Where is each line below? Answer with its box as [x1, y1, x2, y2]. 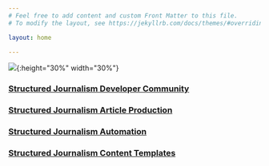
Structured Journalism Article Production [8, 105, 173, 116]
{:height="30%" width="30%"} [16, 63, 119, 73]
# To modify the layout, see [8, 19, 106, 27]
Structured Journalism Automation [8, 126, 147, 137]
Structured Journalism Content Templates [8, 148, 176, 159]
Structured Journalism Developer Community [8, 83, 190, 94]
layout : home [8, 34, 52, 41]
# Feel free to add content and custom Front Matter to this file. [8, 11, 239, 20]
